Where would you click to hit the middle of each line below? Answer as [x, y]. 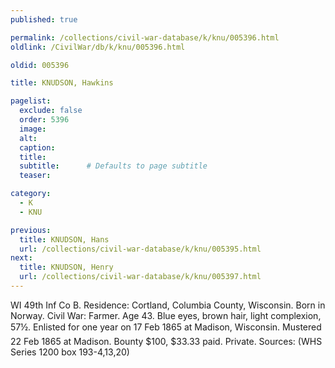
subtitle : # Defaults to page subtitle [113, 166]
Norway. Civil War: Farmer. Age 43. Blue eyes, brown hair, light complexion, [166, 315]
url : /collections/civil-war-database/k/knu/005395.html [140, 249]
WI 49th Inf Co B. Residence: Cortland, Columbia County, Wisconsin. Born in [168, 305]
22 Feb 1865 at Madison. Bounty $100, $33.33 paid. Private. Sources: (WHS [166, 341]
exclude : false [51, 111]
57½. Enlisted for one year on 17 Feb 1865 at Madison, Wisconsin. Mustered [166, 327]
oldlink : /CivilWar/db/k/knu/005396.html [98, 47]
